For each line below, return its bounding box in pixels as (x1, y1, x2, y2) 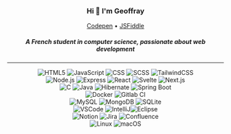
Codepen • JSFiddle (87, 22, 144, 30)
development (96, 45, 135, 53)
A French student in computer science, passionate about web (25, 37, 206, 45)
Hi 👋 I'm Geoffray (87, 6, 144, 16)
